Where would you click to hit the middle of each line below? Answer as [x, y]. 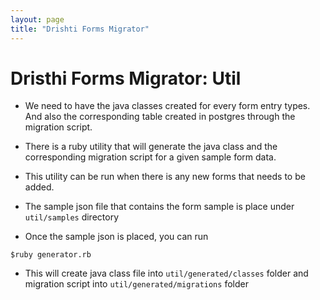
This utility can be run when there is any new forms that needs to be [165, 177]
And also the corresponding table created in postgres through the [160, 117]
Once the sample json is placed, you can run [116, 237]
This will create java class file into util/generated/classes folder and [166, 273]
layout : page [37, 19]
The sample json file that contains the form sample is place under [159, 207]
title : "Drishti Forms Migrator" [80, 29]
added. [39, 187]
